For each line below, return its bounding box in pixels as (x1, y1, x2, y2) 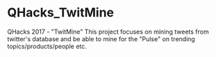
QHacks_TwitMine (7, 5, 115, 21)
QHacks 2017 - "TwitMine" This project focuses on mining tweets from (7, 27, 210, 36)
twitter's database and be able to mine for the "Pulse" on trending (7, 34, 196, 43)
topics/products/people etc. (7, 42, 87, 50)
